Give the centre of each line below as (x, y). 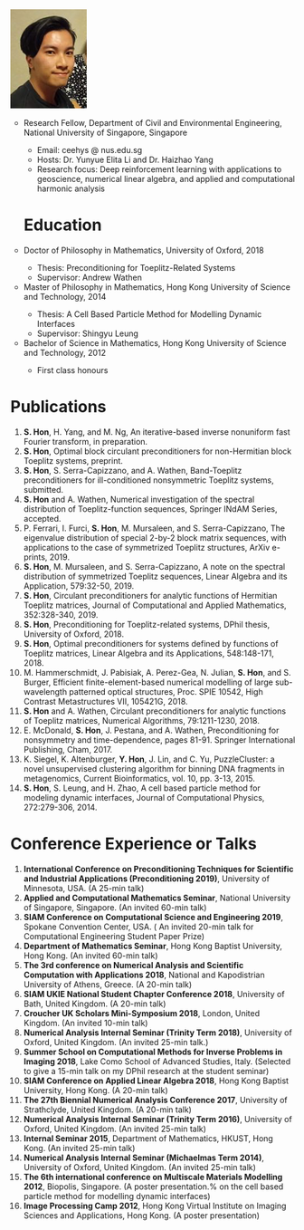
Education (62, 225)
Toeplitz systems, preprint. (73, 460)
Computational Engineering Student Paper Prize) (114, 936)
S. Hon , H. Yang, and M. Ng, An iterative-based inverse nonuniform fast (157, 432)
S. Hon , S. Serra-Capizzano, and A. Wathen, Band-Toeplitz (133, 470)
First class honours (72, 370)
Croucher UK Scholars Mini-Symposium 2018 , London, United (142, 1013)
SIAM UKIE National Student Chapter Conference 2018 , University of (154, 994)
